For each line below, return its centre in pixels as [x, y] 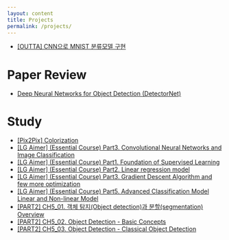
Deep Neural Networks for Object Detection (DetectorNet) [99, 94]
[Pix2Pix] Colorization [48, 141]
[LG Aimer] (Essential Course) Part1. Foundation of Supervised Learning [118, 163]
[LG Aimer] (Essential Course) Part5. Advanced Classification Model [113, 191]
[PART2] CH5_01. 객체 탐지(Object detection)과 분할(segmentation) [110, 207]
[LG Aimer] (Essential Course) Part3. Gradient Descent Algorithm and [114, 177]
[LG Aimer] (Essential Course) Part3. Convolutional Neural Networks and [119, 147]
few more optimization [49, 184]
